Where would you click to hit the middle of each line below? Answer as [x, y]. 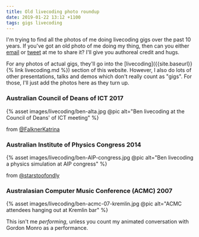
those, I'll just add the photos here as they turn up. [68, 83]
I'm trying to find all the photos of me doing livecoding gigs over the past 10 [99, 40]
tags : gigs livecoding [34, 23]
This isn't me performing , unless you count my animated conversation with [97, 222]
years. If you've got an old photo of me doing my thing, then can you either [98, 46]
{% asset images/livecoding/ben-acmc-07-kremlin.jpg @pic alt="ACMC [94, 204]
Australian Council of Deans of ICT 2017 [65, 98]
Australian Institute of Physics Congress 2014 [74, 145]
